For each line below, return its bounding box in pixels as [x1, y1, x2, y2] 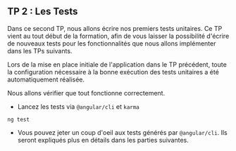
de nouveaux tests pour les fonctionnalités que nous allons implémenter [7, 39, 216, 48]
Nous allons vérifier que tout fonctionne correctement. [7, 88, 166, 97]
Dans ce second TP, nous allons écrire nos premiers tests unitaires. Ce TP [7, 24, 223, 32]
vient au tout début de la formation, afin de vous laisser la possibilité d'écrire [7, 32, 230, 40]
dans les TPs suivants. [7, 46, 73, 55]
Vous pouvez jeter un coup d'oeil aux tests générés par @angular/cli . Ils [17, 128, 228, 136]
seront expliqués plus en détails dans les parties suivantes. [17, 136, 189, 144]
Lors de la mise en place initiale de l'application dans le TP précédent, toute [7, 60, 227, 69]
